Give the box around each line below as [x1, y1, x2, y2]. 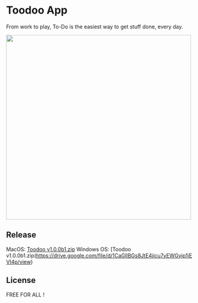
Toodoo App [6, 4, 68, 17]
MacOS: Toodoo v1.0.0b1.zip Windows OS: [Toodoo [6, 246, 131, 253]
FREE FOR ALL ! [6, 291, 45, 298]
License [6, 275, 36, 285]
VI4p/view [6, 258, 31, 265]
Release [6, 230, 37, 240]
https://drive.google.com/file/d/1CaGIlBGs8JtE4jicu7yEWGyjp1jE [35, 252, 193, 259]
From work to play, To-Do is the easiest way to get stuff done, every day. [6, 23, 183, 30]
